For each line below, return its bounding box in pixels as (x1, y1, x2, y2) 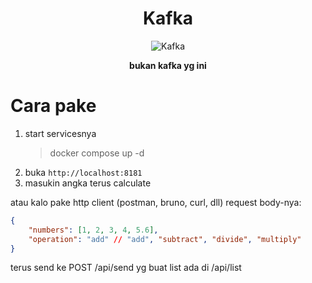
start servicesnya (24, 127, 97, 139)
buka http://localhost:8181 (24, 166, 143, 178)
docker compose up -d (49, 147, 145, 159)
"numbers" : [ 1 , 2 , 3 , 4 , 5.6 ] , (28, 225, 159, 235)
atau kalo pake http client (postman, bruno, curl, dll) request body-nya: (10, 196, 302, 208)
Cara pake (10, 95, 97, 117)
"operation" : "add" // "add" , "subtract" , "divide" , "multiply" (28, 234, 302, 244)
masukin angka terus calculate (24, 177, 152, 189)
